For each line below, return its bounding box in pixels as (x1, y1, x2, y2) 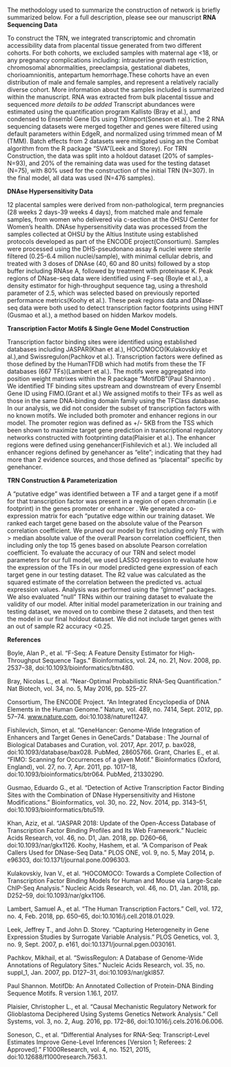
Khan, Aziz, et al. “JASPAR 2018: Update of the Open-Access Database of (7, 819, 216, 827)
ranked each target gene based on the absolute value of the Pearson (7, 519, 203, 527)
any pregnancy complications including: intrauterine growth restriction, (7, 56, 209, 64)
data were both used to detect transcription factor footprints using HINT (19, 304, 224, 312)
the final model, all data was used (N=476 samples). (7, 174, 155, 182)
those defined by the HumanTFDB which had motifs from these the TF (7, 360, 207, 368)
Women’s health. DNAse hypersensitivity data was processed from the (7, 223, 208, 231)
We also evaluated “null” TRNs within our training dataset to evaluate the (7, 593, 214, 601)
